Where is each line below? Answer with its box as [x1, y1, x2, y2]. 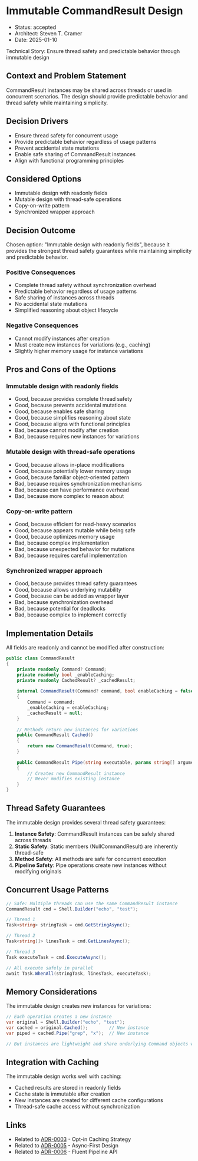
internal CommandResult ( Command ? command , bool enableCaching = [16, 688, 178, 694]
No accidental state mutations [14, 301, 88, 308]
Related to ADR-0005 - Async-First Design [14, 1142, 119, 1149]
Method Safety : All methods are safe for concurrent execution [14, 855, 167, 862]
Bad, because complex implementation [14, 539, 110, 546]
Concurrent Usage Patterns [6, 885, 109, 895]
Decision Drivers [6, 116, 69, 126]
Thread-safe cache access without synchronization [14, 1103, 140, 1110]
